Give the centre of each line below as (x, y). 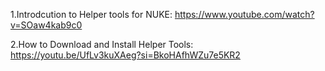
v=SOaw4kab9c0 (46, 25)
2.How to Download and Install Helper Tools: (102, 44)
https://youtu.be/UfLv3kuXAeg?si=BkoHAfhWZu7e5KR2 (125, 55)
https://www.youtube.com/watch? (244, 14)
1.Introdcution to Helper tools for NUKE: (91, 14)
